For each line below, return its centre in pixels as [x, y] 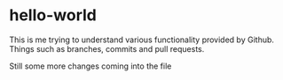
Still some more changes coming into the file [90, 66]
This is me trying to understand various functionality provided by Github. [142, 40]
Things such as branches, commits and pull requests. [107, 48]
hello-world [53, 15]
